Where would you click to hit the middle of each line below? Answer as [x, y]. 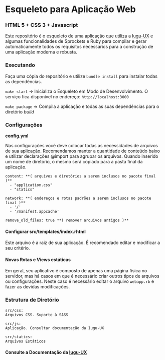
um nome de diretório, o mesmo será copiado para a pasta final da [74, 162]
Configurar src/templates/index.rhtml [46, 231]
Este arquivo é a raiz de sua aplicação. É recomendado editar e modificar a [83, 243]
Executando [20, 65]
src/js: [13, 324]
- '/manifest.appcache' [34, 212]
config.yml [17, 136]
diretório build [20, 111]
